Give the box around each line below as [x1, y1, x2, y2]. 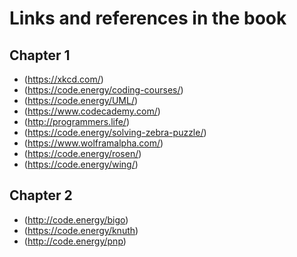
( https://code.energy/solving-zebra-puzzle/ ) [23, 127, 207, 138]
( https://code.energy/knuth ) [23, 224, 139, 236]
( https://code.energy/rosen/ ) [23, 148, 142, 159]
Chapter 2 [9, 187, 73, 204]
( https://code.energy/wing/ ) [23, 158, 139, 170]
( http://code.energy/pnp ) [23, 235, 127, 247]
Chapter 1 [9, 47, 71, 64]
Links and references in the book [9, 7, 287, 30]
